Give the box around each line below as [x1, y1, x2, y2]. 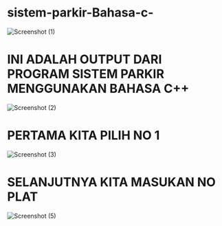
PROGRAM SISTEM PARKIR [7, 67, 165, 82]
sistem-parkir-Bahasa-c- [7, 5, 154, 21]
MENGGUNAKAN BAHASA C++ [7, 81, 190, 97]
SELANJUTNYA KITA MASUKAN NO [7, 174, 217, 190]
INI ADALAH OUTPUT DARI [7, 52, 162, 67]
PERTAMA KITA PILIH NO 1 [7, 128, 160, 144]
